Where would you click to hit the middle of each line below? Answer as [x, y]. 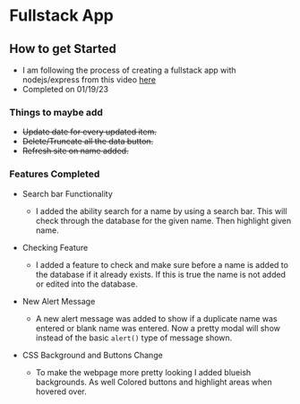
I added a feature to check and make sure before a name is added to [162, 264]
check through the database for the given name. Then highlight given [163, 220]
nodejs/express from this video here [89, 80]
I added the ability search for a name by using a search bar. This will [161, 211]
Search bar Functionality [68, 193]
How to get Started [63, 49]
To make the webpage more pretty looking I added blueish [143, 372]
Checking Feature [55, 247]
